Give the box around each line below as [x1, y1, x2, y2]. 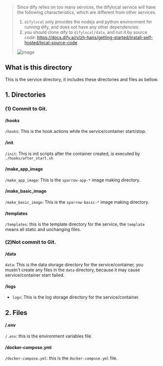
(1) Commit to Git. [5, 105, 47, 112]
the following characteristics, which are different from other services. [17, 9, 157, 15]
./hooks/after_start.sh [5, 156, 54, 161]
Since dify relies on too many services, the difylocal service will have [17, 4, 156, 10]
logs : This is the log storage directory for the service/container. [12, 294, 140, 300]
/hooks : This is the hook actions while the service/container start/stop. [5, 129, 146, 134]
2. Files [5, 309, 28, 317]
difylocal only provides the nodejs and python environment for [24, 19, 152, 25]
